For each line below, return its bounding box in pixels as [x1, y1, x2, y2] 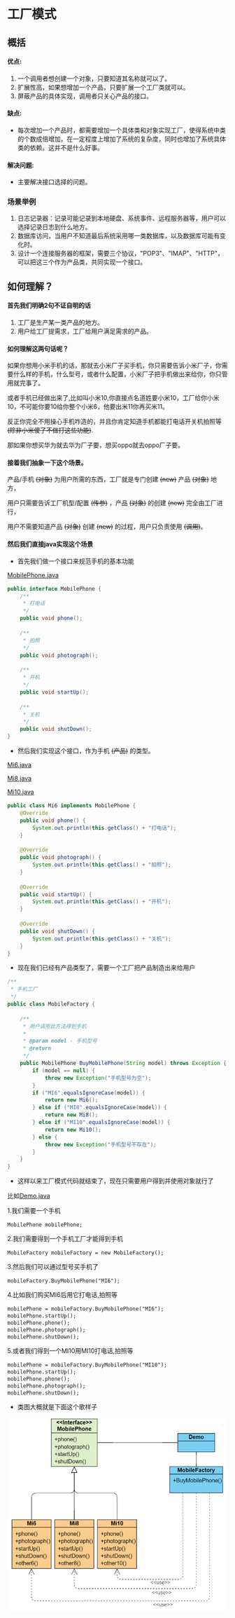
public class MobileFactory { [7, 1001, 96, 1008]
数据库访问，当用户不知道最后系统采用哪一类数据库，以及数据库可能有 [17, 232, 220, 240]
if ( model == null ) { [32, 1067, 96, 1074]
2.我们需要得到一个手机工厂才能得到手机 [7, 1235, 124, 1243]
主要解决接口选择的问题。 [17, 178, 92, 186]
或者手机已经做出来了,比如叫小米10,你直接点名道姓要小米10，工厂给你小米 [7, 394, 220, 402]
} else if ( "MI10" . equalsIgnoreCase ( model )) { [32, 1119, 171, 1126]
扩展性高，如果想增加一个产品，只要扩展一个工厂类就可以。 [17, 83, 190, 91]
